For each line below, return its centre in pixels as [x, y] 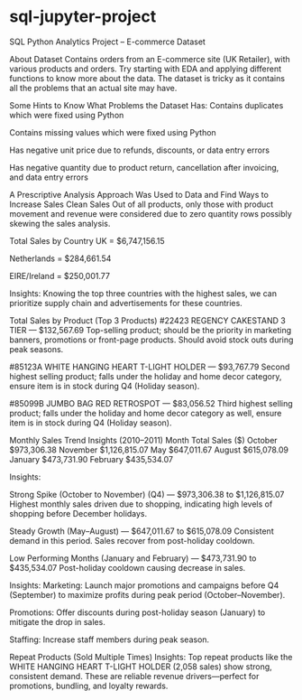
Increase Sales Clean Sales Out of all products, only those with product [142, 204]
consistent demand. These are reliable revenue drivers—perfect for [134, 676]
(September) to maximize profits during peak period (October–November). [147, 594]
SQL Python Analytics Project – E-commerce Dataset [107, 42]
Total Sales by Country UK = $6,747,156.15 [87, 240]
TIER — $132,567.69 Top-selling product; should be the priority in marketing [151, 330]
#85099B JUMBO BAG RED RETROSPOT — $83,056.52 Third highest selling [151, 403]
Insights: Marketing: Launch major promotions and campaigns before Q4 [144, 585]
